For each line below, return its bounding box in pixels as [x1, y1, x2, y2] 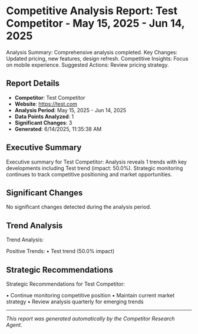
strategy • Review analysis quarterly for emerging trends [6, 298, 144, 305]
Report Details [6, 78, 60, 89]
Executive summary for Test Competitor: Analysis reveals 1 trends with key [6, 158, 187, 165]
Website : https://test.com [14, 100, 78, 107]
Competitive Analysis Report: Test [6, 4, 178, 18]
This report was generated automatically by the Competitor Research [6, 315, 175, 322]
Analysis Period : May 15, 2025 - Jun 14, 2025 [14, 106, 127, 113]
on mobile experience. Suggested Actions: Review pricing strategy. [6, 61, 169, 68]
